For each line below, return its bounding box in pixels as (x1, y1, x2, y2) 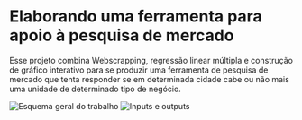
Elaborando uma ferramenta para (9, 6, 263, 27)
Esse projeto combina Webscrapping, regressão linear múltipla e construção (9, 55, 293, 65)
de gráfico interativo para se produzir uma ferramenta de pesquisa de (9, 64, 269, 75)
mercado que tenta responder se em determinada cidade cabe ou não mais (9, 73, 290, 84)
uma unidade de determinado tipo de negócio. (9, 83, 182, 94)
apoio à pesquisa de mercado (9, 25, 234, 46)
